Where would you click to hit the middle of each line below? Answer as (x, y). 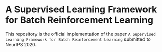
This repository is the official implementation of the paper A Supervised (80, 34)
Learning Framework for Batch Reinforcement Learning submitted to (78, 39)
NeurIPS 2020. (21, 44)
